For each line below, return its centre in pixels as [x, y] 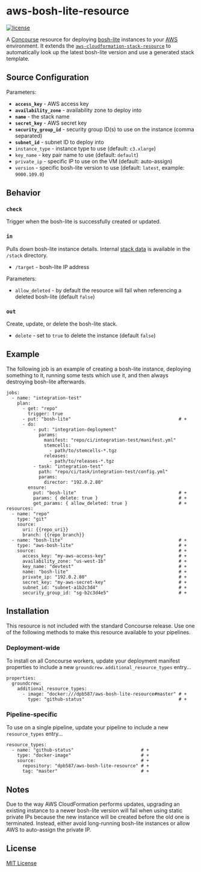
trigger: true [45, 413]
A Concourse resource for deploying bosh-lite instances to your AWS [92, 39]
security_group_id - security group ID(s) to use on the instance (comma [104, 129]
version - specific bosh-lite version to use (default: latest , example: [100, 167]
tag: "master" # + [85, 772]
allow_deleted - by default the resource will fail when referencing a [98, 290]
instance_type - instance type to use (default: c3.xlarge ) [85, 148]
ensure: [37, 487]
